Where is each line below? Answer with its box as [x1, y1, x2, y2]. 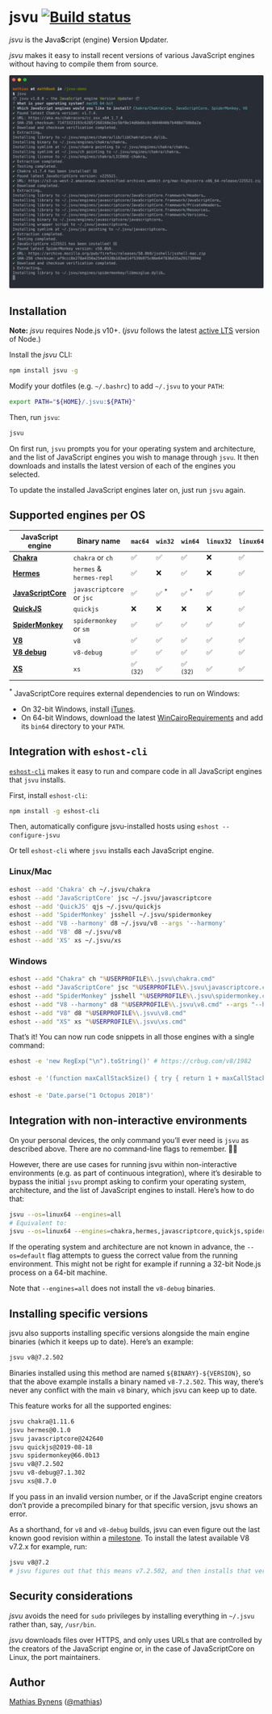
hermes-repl [73, 574, 114, 582]
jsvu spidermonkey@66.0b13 [9, 1451, 100, 1460]
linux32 [206, 538, 232, 546]
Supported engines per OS [9, 509, 146, 523]
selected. [9, 469, 40, 479]
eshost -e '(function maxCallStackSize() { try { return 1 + [9, 1074, 220, 1082]
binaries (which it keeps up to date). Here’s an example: [9, 1337, 195, 1346]
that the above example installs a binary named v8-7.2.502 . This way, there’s [9, 1376, 264, 1386]
